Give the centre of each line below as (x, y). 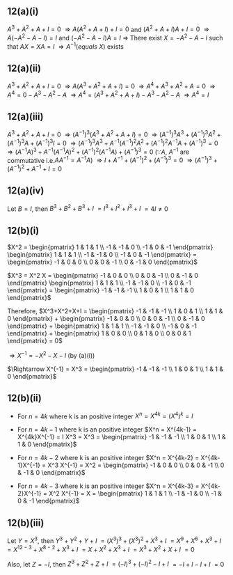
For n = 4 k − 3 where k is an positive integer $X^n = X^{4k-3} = (108, 486)
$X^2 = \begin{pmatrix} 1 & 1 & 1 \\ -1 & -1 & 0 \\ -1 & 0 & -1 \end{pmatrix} (110, 247)
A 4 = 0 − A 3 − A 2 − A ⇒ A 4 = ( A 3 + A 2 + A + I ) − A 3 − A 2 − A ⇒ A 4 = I (108, 94)
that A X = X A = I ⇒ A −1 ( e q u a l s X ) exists (65, 46)
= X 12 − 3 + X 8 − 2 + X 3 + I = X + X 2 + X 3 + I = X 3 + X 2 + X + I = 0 (101, 549)
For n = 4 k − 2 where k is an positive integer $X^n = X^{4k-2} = (108, 458)
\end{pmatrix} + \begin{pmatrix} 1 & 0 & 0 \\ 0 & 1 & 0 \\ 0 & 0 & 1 (99, 333)
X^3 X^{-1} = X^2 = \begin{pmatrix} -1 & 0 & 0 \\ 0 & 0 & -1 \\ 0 (136, 465)
